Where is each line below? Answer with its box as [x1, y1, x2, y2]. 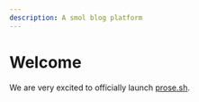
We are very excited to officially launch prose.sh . [9, 82, 191, 93]
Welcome [9, 51, 82, 72]
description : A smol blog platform [9, 13, 143, 23]
